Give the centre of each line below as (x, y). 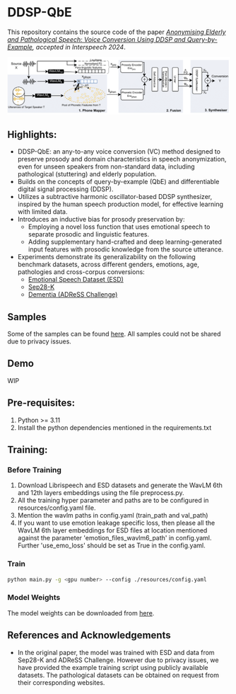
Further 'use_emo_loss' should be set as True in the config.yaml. (112, 545)
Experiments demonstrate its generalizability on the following (106, 257)
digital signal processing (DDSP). (65, 189)
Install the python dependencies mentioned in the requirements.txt (114, 427)
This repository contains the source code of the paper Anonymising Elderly (117, 32)
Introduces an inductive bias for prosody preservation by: (101, 220)
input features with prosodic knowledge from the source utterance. (126, 249)
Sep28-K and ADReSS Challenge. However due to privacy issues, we (118, 660)
